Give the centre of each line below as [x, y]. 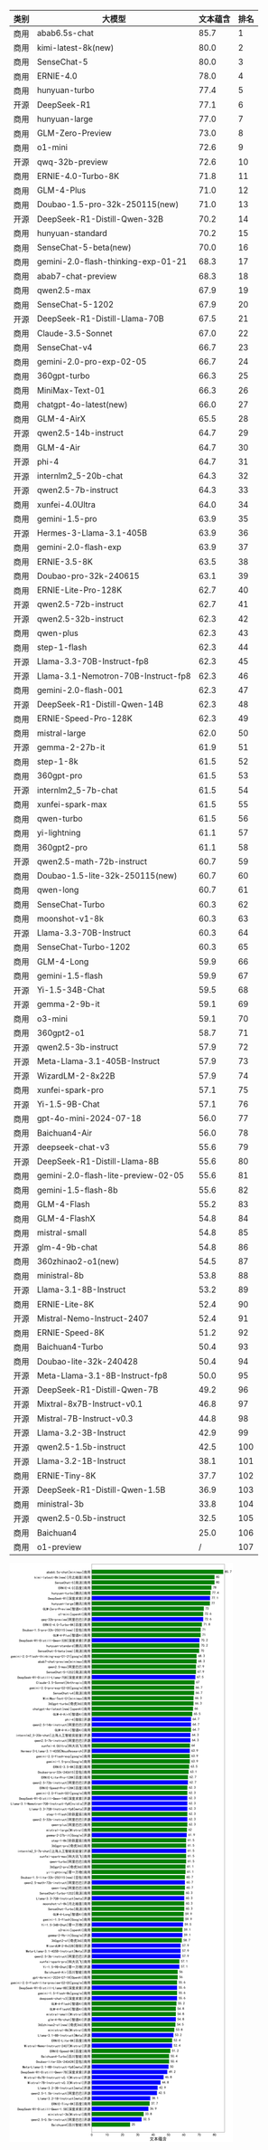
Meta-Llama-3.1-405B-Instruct [99, 1061]
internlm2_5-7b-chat [78, 790]
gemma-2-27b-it [71, 747]
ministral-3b [60, 1504]
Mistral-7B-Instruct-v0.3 [85, 1418]
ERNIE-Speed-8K [71, 1332]
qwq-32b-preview [73, 162]
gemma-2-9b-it [69, 1004]
